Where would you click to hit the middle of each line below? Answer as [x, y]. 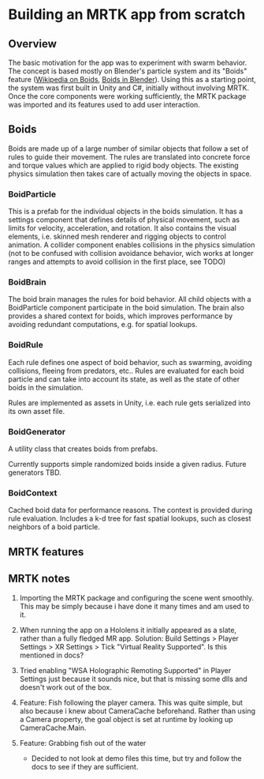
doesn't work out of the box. [66, 687]
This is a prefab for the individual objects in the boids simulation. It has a [126, 212]
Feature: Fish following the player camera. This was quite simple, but [131, 702]
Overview [33, 44]
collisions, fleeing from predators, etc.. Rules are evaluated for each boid [126, 371]
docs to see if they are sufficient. [85, 766]
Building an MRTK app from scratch [127, 15]
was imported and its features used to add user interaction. [104, 105]
